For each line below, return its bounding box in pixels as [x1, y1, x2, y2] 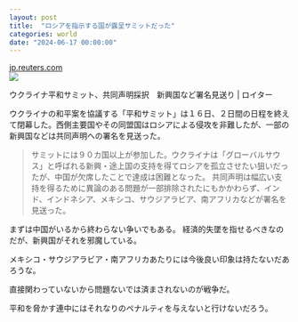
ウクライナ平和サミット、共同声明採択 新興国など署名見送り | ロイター [9, 90, 273, 101]
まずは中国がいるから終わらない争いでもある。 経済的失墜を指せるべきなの [9, 224, 285, 235]
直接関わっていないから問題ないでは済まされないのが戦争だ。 [9, 284, 235, 294]
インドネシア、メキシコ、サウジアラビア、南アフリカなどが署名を [46, 194, 287, 205]
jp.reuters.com [9, 62, 63, 73]
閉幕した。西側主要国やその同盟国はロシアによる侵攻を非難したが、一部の [16, 119, 290, 130]
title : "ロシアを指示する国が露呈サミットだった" [9, 21, 175, 30]
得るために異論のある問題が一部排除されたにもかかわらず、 [46, 183, 265, 194]
